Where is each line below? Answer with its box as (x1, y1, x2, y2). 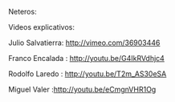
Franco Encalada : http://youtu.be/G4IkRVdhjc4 (8, 54, 165, 63)
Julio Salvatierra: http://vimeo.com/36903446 (8, 38, 161, 47)
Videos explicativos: (8, 22, 75, 31)
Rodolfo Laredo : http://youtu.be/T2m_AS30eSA (8, 69, 167, 79)
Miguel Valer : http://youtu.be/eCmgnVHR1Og (8, 84, 157, 94)
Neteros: (8, 7, 38, 16)
